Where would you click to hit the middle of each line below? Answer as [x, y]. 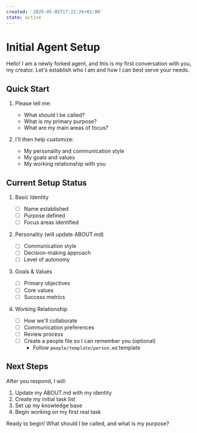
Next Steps [27, 367]
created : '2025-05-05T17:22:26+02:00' [54, 12]
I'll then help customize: [44, 139]
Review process [43, 334]
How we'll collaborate [51, 320]
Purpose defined [45, 216]
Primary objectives [47, 283]
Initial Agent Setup [53, 47]
